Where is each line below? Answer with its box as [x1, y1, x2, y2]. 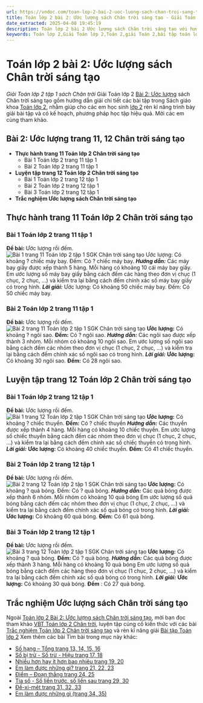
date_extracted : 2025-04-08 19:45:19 [6, 20, 101, 26]
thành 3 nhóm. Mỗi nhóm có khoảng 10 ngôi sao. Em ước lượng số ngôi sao [6, 338, 193, 345]
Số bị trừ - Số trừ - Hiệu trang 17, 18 [14, 651, 103, 658]
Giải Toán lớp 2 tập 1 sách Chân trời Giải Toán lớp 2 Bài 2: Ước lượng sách [6, 90, 190, 98]
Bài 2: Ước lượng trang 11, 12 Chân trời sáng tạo [6, 134, 185, 144]
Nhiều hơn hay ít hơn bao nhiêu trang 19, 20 [14, 658, 124, 665]
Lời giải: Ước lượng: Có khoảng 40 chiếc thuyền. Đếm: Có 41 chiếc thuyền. [6, 445, 194, 452]
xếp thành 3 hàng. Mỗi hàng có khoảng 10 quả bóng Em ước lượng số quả [6, 561, 190, 568]
